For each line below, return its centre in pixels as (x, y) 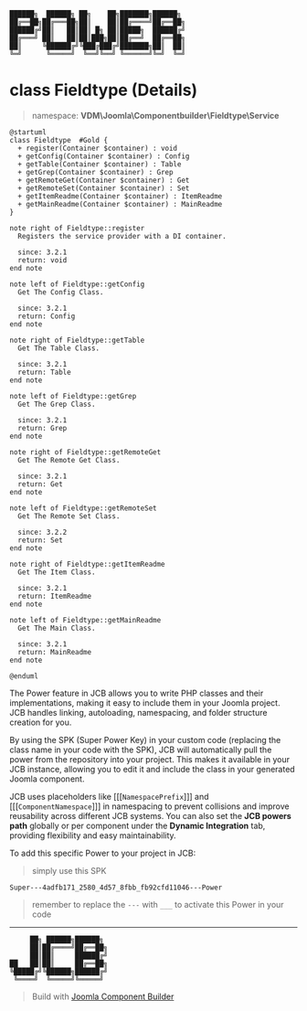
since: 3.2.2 (42, 532)
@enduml (24, 676)
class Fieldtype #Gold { (58, 140)
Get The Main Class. (57, 628)
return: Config (47, 316)
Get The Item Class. (57, 572)
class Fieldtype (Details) (104, 90)
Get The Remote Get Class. (69, 460)
